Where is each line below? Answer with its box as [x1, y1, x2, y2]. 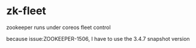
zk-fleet [6, 4, 47, 18]
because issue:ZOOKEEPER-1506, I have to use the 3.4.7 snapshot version [6, 35, 190, 42]
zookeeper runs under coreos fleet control [6, 24, 111, 31]
